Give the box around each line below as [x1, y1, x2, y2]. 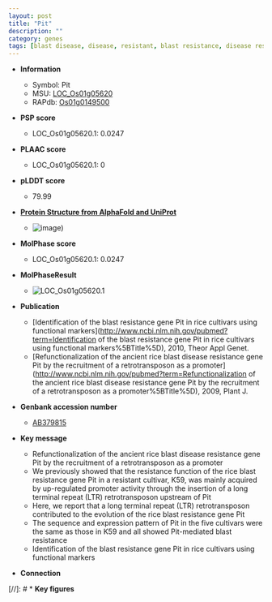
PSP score [19, 113, 56, 123]
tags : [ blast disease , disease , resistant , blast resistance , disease [8, 42, 252, 50]
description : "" [8, 27, 63, 35]
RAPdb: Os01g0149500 [32, 97, 110, 107]
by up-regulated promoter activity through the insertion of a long [32, 484, 249, 493]
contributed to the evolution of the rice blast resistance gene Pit [32, 510, 245, 519]
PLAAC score [19, 144, 66, 154]
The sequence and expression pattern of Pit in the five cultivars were [32, 518, 263, 528]
